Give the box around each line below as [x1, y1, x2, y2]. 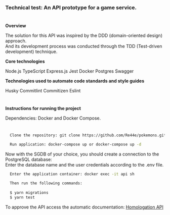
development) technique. [5, 48, 58, 55]
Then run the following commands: [10, 181, 82, 186]
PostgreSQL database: [5, 156, 52, 163]
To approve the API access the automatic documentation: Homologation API [5, 204, 163, 210]
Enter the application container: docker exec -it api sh [10, 172, 135, 177]
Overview [5, 23, 26, 29]
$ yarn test [10, 195, 35, 200]
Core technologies [5, 59, 45, 65]
